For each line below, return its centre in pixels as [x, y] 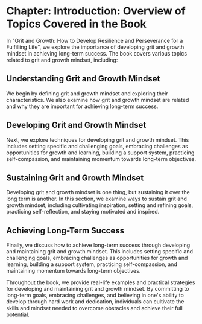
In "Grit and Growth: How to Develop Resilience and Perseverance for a [95, 40]
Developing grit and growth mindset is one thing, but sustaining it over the [98, 192]
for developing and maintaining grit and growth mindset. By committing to [98, 289]
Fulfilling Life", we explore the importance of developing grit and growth [95, 47]
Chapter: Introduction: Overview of [96, 11]
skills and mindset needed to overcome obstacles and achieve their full [94, 308]
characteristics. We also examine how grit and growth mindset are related [98, 100]
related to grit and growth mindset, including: [62, 60]
